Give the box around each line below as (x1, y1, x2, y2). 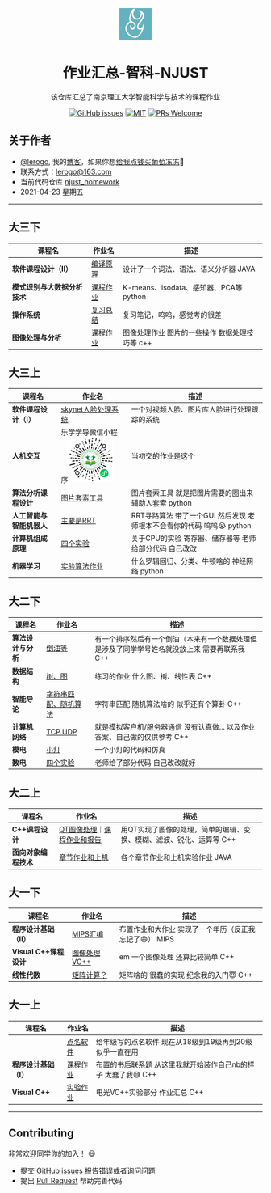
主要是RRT (60, 515, 97, 525)
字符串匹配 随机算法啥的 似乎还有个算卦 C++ (94, 699, 242, 709)
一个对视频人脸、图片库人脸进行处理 (131, 404, 252, 414)
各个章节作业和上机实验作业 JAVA (120, 852, 232, 861)
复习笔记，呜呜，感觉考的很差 (122, 310, 222, 319)
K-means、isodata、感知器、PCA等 (122, 283, 244, 293)
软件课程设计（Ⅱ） (11, 264, 73, 274)
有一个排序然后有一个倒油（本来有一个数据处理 (94, 633, 251, 643)
